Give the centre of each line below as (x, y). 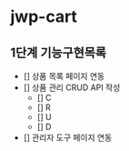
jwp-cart (44, 17)
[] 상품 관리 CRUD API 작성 (72, 87)
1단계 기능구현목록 (59, 52)
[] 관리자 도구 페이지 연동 (68, 137)
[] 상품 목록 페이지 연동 (64, 76)
